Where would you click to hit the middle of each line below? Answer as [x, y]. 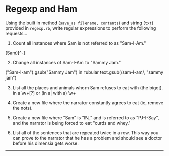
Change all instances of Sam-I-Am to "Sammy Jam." [67, 62]
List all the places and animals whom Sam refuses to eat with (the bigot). [88, 87]
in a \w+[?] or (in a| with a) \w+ [44, 93]
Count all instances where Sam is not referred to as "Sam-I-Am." [79, 43]
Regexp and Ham [41, 9]
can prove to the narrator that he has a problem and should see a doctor [87, 138]
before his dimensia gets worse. [46, 143]
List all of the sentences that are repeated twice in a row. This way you [86, 133]
